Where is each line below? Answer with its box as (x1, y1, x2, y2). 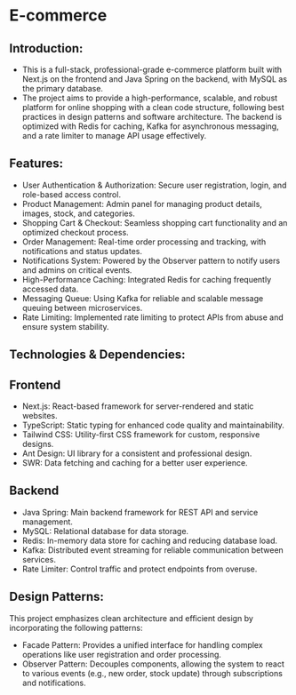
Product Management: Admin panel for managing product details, (21, 198, 262, 209)
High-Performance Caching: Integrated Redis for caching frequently (21, 274, 272, 284)
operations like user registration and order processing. (21, 649, 222, 659)
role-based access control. (21, 188, 122, 200)
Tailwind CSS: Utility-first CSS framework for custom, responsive (21, 429, 260, 440)
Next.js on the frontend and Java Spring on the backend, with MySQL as (21, 74, 287, 84)
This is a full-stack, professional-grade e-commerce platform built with (21, 64, 283, 75)
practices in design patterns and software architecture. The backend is (21, 112, 283, 122)
